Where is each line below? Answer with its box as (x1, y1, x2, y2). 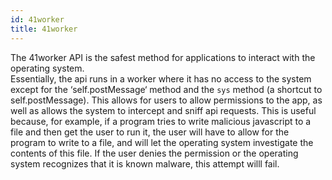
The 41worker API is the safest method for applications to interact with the (10, 51, 316, 63)
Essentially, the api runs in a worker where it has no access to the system (10, 72, 312, 85)
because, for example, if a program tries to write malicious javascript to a (10, 115, 312, 127)
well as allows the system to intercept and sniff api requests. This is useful (10, 104, 317, 116)
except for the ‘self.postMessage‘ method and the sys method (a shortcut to (10, 83, 323, 95)
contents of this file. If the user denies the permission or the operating (10, 147, 299, 159)
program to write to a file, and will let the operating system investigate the (10, 136, 314, 148)
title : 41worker (10, 24, 78, 34)
